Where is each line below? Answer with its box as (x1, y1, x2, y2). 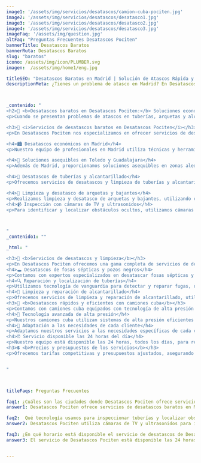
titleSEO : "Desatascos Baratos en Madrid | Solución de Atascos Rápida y (6, 76, 194, 82)
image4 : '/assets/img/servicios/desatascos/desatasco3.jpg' (6, 25, 160, 32)
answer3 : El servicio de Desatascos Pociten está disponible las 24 (6, 437, 181, 443)
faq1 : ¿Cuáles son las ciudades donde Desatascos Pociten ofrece (6, 399, 172, 405)
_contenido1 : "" (6, 234, 47, 240)
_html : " (6, 244, 28, 251)
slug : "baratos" (6, 53, 47, 59)
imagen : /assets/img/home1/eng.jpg (6, 64, 98, 71)
